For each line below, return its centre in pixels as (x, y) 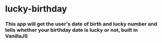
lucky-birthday (36, 9)
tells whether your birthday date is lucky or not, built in (71, 30)
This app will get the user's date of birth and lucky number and (81, 24)
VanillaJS (17, 36)
